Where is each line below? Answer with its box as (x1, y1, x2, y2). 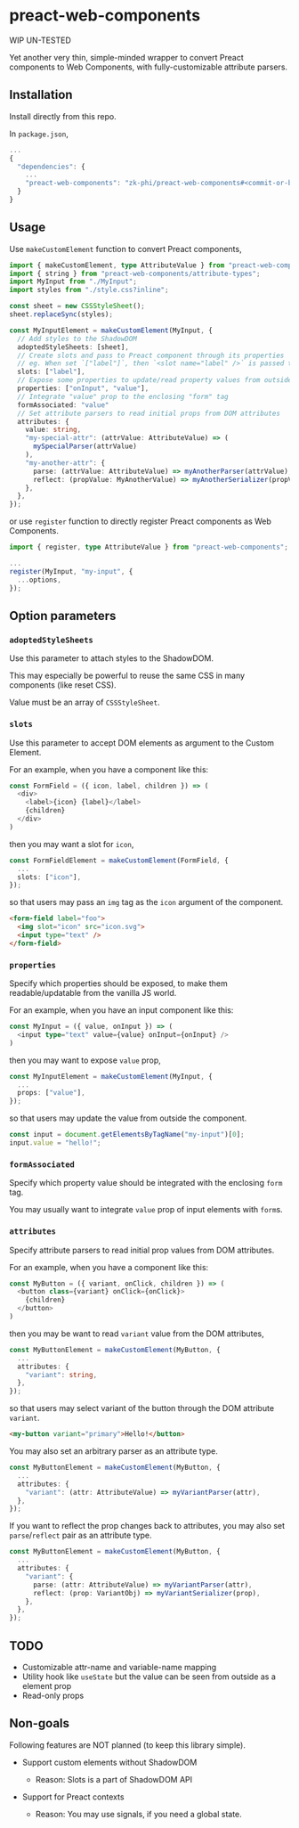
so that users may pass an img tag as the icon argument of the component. (9, 897, 284, 908)
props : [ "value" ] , (17, 1089, 86, 1098)
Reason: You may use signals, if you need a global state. (35, 1808, 242, 1819)
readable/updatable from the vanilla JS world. (9, 988, 177, 999)
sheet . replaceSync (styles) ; (9, 310, 114, 319)
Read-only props (21, 1690, 85, 1701)
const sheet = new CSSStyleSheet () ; (9, 302, 145, 311)
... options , (17, 575, 62, 584)
